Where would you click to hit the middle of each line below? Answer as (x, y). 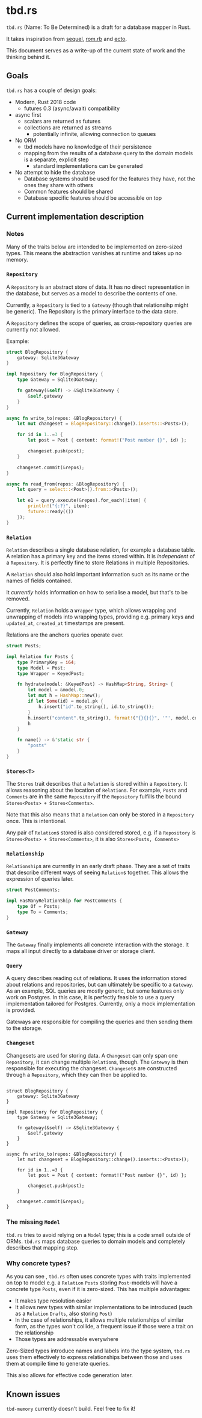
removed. (18, 599)
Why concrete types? (38, 1263)
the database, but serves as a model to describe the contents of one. (92, 293)
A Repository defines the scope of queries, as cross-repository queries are (99, 323)
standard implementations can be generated (88, 165)
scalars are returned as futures (62, 121)
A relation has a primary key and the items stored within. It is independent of (101, 556)
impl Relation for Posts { (40, 656)
